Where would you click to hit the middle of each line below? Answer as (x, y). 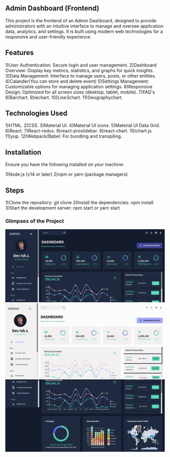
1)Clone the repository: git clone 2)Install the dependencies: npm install (79, 203)
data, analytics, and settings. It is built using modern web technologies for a (84, 31)
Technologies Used (36, 113)
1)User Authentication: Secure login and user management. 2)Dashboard (81, 65)
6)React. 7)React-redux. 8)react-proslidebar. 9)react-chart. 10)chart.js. (79, 131)
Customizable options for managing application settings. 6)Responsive (79, 86)
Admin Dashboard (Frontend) (52, 8)
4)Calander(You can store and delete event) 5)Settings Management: (77, 81)
